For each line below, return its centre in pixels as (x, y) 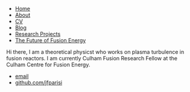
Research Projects (38, 34)
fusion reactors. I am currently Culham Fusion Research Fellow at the (92, 58)
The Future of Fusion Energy (50, 40)
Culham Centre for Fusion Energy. (48, 65)
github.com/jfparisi (38, 82)
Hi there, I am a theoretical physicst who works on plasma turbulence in (95, 52)
